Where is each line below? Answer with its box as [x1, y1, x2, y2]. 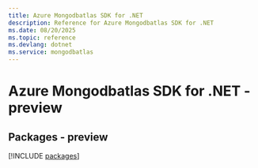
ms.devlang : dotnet [8, 41, 73, 49]
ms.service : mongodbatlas [8, 48, 93, 56]
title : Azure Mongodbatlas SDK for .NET [8, 11, 144, 20]
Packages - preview [8, 130, 108, 144]
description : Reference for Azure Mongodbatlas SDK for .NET [8, 19, 214, 27]
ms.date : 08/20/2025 [8, 26, 77, 34]
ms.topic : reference [8, 33, 77, 42]
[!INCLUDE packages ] [8, 151, 80, 160]
